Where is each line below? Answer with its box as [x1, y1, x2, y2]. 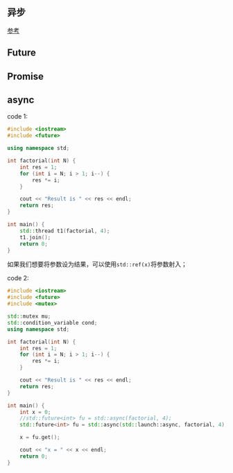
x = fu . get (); [19, 434, 60, 441]
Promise [7, 70, 44, 82]
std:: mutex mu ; [7, 313, 51, 320]
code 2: [7, 274, 29, 282]
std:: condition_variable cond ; [7, 319, 98, 326]
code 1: [7, 112, 28, 121]
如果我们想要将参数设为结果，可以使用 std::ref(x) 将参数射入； [7, 260, 187, 268]
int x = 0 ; [19, 409, 51, 415]
